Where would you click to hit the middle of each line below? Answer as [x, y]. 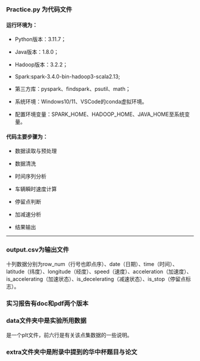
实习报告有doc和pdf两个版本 [47, 303]
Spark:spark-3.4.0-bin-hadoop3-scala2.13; [67, 77]
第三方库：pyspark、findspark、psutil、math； [73, 89]
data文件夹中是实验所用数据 [46, 321]
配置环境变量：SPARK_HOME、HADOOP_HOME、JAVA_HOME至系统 [100, 114]
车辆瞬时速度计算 [36, 189]
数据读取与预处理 [36, 151]
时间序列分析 [30, 176]
